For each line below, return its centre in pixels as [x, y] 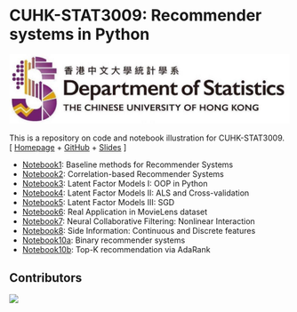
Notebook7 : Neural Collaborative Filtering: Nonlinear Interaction [138, 221]
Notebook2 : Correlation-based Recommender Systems [123, 174]
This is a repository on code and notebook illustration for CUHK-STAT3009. [147, 138]
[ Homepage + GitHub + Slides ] [68, 148]
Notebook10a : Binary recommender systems [104, 240]
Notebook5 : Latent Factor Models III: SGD [98, 203]
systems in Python [80, 34]
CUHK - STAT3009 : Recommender [136, 16]
